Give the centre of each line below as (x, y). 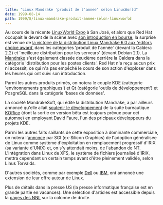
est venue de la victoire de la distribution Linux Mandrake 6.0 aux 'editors (79, 43)
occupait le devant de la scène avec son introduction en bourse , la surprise (81, 37)
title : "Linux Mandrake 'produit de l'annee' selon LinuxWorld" (72, 9)
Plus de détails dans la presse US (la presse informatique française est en (79, 188)
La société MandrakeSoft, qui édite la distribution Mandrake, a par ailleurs (79, 103)
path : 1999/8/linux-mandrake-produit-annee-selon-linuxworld (68, 18)
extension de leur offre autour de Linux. (45, 178)
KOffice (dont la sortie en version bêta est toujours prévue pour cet (72, 113)
